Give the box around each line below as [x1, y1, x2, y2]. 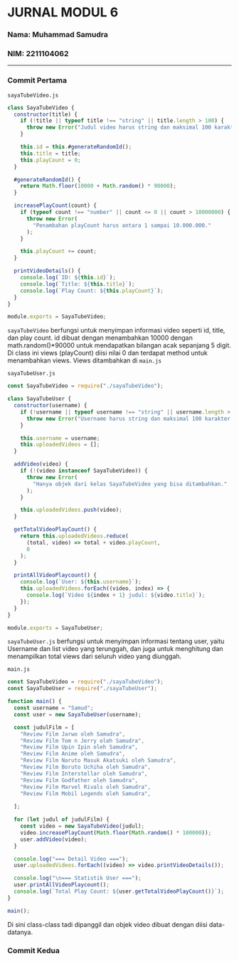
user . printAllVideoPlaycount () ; [14, 881, 110, 888]
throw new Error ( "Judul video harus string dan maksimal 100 [26, 124, 212, 131]
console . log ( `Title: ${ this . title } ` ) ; [20, 280, 135, 288]
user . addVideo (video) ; [20, 836, 87, 843]
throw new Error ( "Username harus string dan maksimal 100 [26, 415, 202, 422]
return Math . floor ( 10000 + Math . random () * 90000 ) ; [20, 183, 176, 190]
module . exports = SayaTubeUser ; [7, 624, 103, 631]
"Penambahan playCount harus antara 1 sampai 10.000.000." [33, 222, 212, 229]
